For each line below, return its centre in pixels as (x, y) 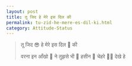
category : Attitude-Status (39, 28)
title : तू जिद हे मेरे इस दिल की (39, 17)
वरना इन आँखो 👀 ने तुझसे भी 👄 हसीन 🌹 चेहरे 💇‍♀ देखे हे (73, 57)
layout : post (22, 11)
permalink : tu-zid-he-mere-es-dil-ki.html (59, 22)
